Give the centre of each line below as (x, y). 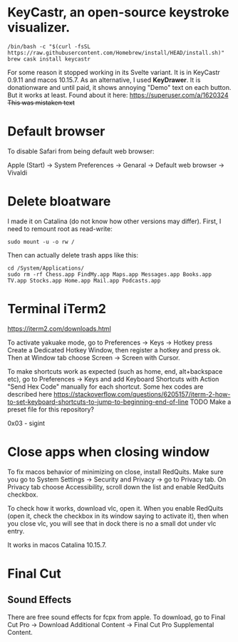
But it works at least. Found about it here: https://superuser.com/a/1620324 (118, 95)
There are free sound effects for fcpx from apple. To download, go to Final (117, 617)
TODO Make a (211, 402)
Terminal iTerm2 (57, 309)
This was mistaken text (41, 102)
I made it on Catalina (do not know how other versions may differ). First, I (114, 221)
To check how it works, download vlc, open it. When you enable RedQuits (115, 508)
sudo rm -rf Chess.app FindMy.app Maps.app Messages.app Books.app (110, 274)
